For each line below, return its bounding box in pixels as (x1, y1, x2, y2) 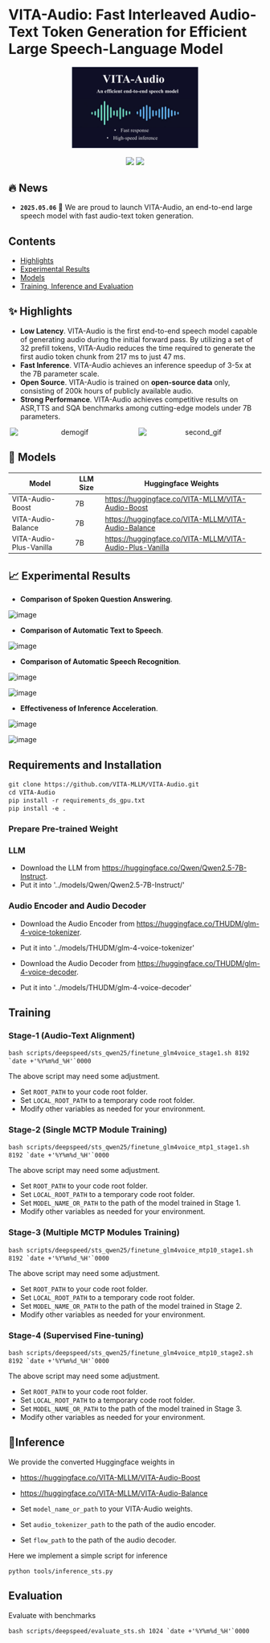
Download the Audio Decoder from (19, 958, 136, 968)
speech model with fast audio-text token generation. (19, 211, 194, 221)
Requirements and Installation (8, 758, 162, 772)
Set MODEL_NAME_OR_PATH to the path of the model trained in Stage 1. (19, 1198, 241, 1208)
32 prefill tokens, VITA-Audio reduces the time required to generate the (19, 343, 256, 353)
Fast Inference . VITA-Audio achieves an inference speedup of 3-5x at (19, 360, 252, 369)
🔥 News (8, 181, 48, 195)
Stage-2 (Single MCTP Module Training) (8, 1125, 167, 1136)
